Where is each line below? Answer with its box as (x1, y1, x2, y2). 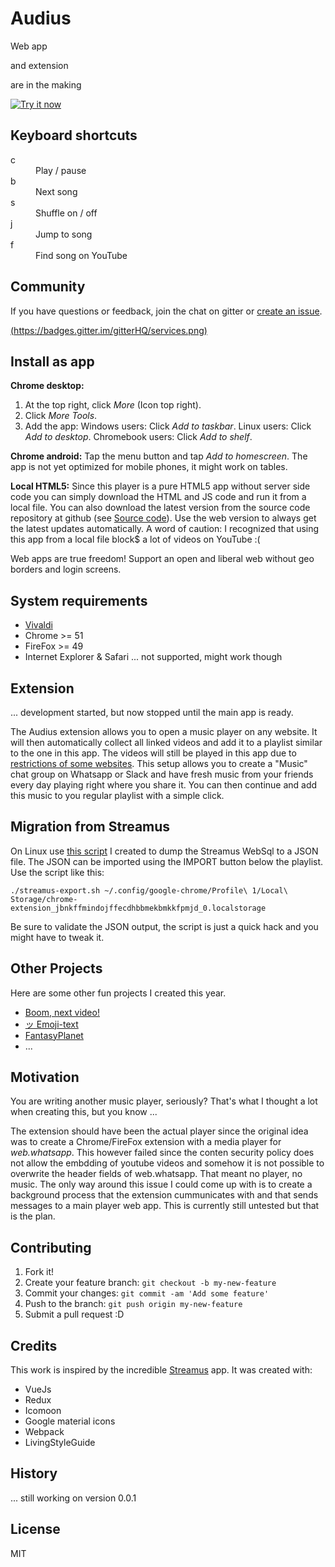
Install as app (10, 353, 95, 370)
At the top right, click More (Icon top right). (24, 399, 202, 411)
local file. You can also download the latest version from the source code (10, 502, 311, 514)
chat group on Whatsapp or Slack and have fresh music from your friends (10, 768, 314, 780)
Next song (35, 185, 78, 197)
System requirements (10, 592, 148, 609)
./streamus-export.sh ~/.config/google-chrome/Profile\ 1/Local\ (10, 885, 288, 896)
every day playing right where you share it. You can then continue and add (10, 779, 318, 791)
